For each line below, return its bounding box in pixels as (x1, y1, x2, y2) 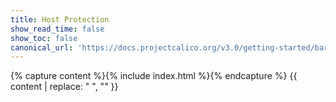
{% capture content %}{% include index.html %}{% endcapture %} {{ (10, 70, 298, 82)
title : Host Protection (10, 14, 110, 25)
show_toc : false (10, 33, 78, 43)
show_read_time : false (10, 24, 105, 34)
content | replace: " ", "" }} (10, 81, 119, 93)
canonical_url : (10, 42, 74, 53)
